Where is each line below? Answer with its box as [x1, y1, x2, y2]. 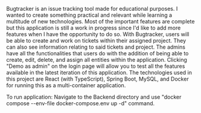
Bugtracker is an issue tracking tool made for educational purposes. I [6, 5, 178, 12]
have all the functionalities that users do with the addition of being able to [6, 50, 189, 56]
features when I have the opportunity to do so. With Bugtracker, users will [6, 31, 190, 38]
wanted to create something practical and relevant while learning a [6, 11, 173, 19]
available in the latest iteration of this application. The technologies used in [6, 69, 192, 76]
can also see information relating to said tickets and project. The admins [6, 43, 186, 50]
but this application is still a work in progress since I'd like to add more [6, 24, 181, 31]
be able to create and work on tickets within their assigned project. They [6, 37, 186, 44]
